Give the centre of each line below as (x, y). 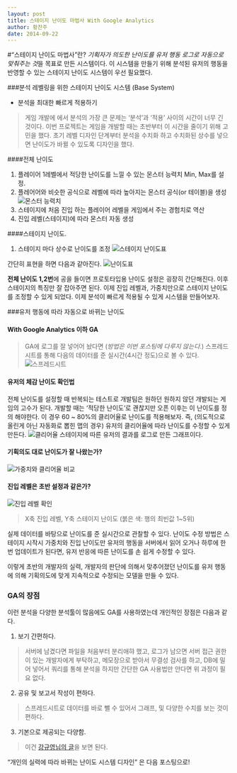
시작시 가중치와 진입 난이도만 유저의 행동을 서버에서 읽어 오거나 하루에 (122, 543)
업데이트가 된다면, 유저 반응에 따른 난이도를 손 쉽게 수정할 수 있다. (105, 552)
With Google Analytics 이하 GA (53, 329)
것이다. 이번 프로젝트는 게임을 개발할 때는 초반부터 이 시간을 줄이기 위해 (123, 127)
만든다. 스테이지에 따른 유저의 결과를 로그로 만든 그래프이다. (105, 434)
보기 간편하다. (37, 636)
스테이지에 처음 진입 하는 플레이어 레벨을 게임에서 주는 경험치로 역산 (111, 210)
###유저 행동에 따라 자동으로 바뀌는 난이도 (66, 312)
